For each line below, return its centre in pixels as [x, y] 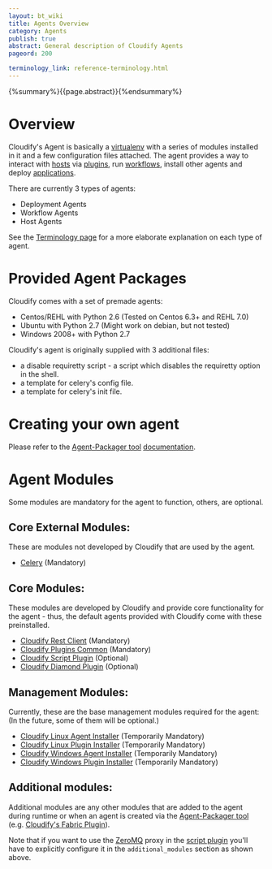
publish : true [32, 39]
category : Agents [38, 31]
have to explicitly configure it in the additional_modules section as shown [131, 849]
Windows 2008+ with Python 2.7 [75, 334]
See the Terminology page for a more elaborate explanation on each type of [135, 237]
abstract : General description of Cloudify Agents [96, 46]
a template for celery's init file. [71, 391]
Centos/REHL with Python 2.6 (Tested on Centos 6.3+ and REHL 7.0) [134, 317]
